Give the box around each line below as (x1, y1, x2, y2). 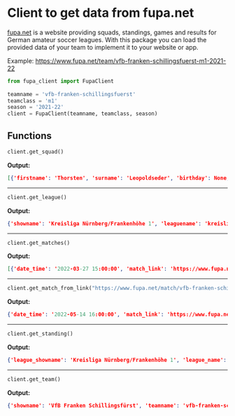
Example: (7, 56, 34, 65)
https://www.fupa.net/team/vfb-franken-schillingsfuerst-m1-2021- (35, 56, 227, 65)
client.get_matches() (7, 239, 71, 246)
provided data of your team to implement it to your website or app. (7, 43, 199, 51)
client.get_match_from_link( (7, 285, 92, 292)
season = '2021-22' (7, 104, 64, 111)
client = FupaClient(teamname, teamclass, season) (7, 110, 158, 117)
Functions (7, 130, 52, 142)
